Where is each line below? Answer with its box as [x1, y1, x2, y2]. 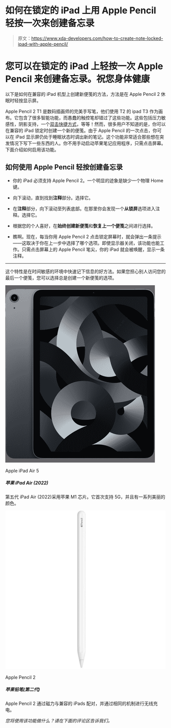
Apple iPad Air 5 [5, 467, 39, 473]
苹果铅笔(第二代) [5, 687, 40, 693]
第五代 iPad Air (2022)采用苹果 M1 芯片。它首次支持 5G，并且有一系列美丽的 [5, 493, 165, 500]
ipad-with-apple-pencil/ [17, 41, 68, 47]
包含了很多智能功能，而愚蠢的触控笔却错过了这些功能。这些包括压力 [18, 114, 161, 120]
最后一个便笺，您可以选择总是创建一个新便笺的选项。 [5, 274, 117, 281]
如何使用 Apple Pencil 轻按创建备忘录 [5, 163, 123, 171]
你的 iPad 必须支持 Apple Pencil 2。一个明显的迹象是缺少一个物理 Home [12, 177, 164, 184]
